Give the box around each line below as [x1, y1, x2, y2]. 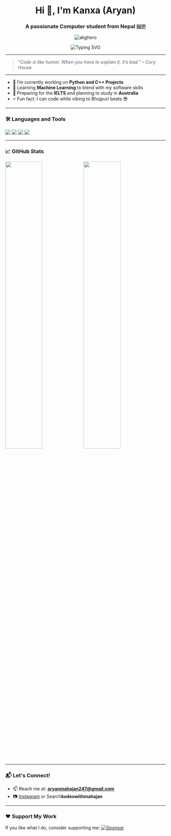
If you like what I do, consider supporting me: [5, 824, 100, 830]
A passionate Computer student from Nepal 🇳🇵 [25, 23, 146, 30]
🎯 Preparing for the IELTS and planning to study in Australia [12, 90, 138, 96]
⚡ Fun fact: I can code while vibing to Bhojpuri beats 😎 [12, 96, 128, 102]
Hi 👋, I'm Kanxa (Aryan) [35, 5, 136, 16]
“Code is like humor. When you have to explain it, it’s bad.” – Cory [17, 59, 156, 65]
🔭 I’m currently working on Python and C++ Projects [12, 79, 124, 85]
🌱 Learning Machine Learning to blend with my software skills [12, 84, 144, 91]
